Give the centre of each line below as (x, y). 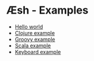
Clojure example (35, 33)
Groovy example (35, 39)
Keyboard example (38, 52)
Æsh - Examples (47, 10)
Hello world (29, 27)
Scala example (33, 46)
